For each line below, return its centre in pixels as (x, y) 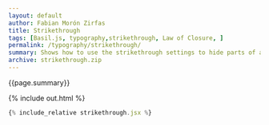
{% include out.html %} (47, 98)
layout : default (35, 16)
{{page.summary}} (39, 82)
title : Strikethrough (44, 30)
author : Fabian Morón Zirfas (57, 23)
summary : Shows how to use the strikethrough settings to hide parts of (132, 53)
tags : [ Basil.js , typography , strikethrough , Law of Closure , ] (116, 38)
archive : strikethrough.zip (55, 61)
